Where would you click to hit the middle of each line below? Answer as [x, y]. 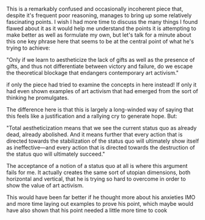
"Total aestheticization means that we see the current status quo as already [102, 128]
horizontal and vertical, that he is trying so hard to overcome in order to [96, 179]
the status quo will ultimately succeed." [56, 154]
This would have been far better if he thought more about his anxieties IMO [101, 197]
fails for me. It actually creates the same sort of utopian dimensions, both [99, 172]
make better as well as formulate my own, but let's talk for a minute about [99, 35]
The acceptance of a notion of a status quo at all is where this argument [97, 166]
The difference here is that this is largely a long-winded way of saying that [100, 109]
